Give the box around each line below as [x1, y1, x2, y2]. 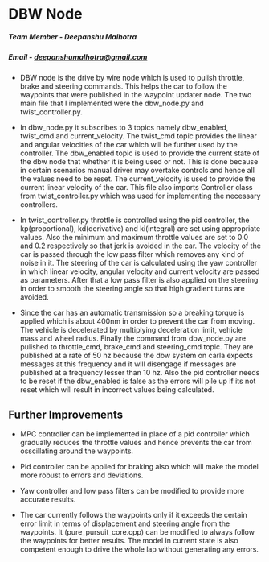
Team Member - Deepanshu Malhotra [8, 31, 137, 41]
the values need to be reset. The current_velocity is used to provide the [19, 174, 256, 184]
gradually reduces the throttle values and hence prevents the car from [19, 438, 252, 448]
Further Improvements [8, 407, 124, 421]
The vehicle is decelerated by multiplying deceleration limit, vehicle [19, 324, 243, 334]
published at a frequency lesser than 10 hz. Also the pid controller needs [19, 367, 260, 377]
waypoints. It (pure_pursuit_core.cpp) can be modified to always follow [19, 527, 255, 537]
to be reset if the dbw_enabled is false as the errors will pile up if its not [19, 376, 256, 386]
